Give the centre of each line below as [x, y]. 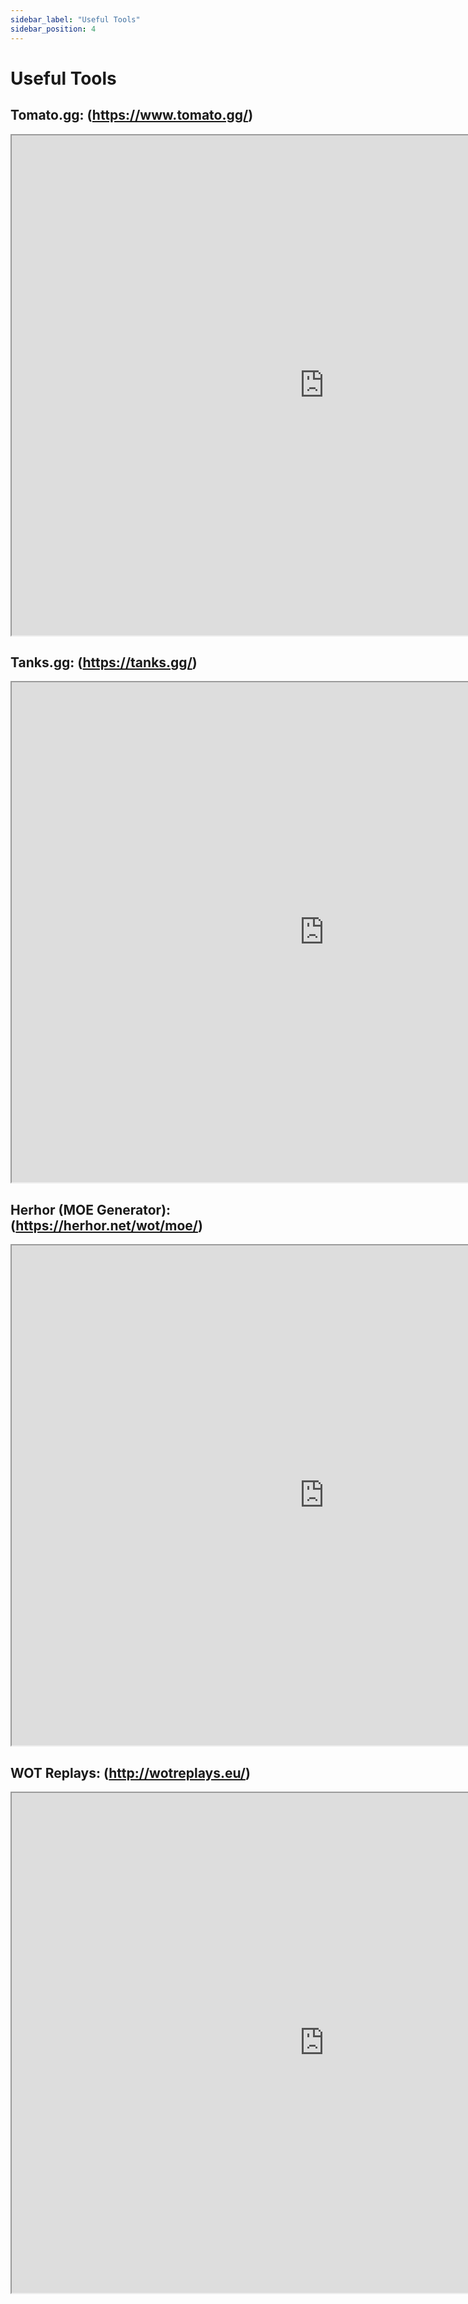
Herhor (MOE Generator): [91, 1209]
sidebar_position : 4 [53, 29]
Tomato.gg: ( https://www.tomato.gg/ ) [132, 115]
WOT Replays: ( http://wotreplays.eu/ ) [130, 1772]
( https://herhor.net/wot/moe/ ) [106, 1225]
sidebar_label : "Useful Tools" [75, 19]
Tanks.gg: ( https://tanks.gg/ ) [104, 662]
